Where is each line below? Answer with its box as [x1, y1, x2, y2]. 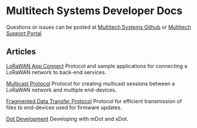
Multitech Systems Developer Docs [6, 4, 183, 18]
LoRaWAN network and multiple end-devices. [6, 86, 117, 93]
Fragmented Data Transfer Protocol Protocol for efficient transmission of [6, 97, 182, 105]
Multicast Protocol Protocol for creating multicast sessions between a [6, 80, 175, 87]
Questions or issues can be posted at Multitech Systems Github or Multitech [6, 23, 191, 31]
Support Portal [6, 29, 42, 36]
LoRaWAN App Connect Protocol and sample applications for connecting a [6, 62, 188, 69]
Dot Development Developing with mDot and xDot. [6, 115, 129, 122]
